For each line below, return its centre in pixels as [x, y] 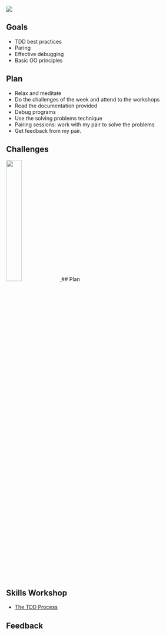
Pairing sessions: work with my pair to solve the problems [84, 125]
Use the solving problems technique [59, 118]
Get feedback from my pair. [48, 130]
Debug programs [35, 112]
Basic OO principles [39, 60]
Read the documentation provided [56, 106]
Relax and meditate [38, 93]
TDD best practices [38, 41]
